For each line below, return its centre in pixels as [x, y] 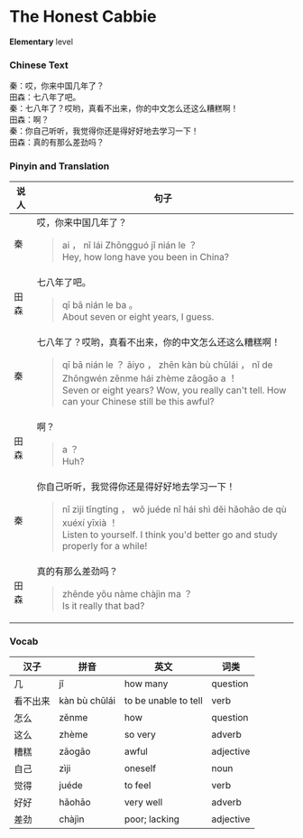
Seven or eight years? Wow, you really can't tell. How [174, 390]
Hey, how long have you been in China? [146, 256]
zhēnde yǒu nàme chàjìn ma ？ [127, 593]
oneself [140, 768]
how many [146, 684]
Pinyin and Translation [60, 166]
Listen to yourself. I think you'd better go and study [170, 535]
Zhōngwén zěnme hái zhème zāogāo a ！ [150, 378]
